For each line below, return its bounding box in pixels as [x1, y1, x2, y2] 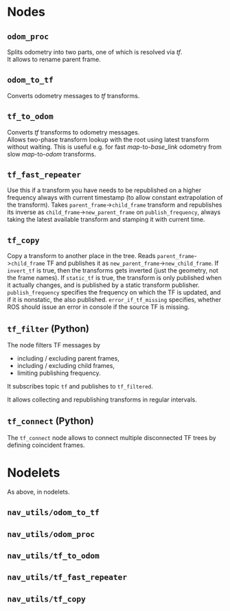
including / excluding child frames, [16, 362, 115, 370]
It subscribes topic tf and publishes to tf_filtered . [7, 382, 153, 391]
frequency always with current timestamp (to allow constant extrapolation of [7, 194, 223, 202]
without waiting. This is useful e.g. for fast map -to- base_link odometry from [7, 142, 222, 151]
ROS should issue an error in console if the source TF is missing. [7, 303, 190, 311]
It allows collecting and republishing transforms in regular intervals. [7, 395, 198, 404]
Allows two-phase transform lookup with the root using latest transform [7, 135, 209, 143]
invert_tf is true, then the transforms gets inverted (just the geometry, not [7, 266, 218, 275]
